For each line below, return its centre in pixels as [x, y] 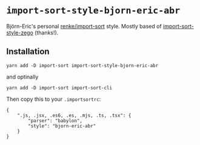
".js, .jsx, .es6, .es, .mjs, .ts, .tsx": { [74, 115]
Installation [28, 52]
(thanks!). [46, 33]
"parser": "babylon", [55, 121]
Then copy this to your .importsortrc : [54, 99]
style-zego [20, 33]
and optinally [22, 77]
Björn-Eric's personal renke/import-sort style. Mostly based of [84, 26]
